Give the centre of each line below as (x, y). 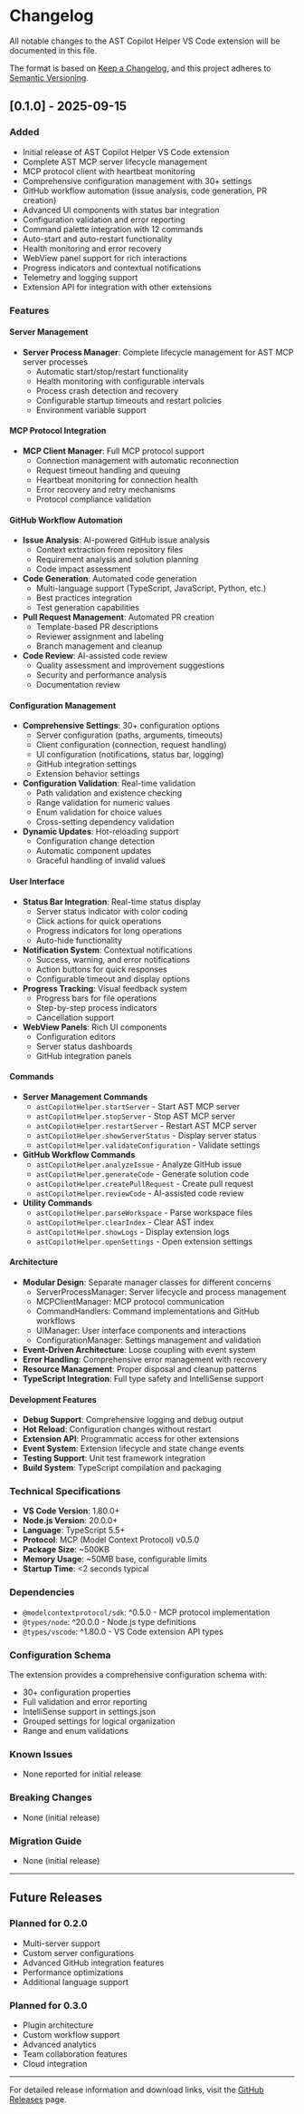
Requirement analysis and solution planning (117, 560)
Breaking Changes (51, 1797)
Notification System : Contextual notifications (107, 950)
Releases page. (38, 2099)
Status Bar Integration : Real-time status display (112, 901)
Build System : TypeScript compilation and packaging (122, 1468)
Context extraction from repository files (109, 550)
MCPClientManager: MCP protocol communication (130, 1301)
